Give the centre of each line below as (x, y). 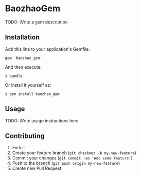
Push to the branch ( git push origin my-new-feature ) (66, 163)
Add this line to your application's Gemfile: (47, 49)
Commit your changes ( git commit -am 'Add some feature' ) (72, 158)
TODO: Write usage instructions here (42, 120)
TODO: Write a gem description (36, 22)
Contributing (25, 136)
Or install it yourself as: (28, 85)
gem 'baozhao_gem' (24, 58)
